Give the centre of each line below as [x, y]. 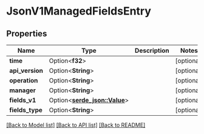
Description [152, 51]
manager [23, 90]
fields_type [26, 110]
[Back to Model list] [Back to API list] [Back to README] [76, 125]
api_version [26, 71]
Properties [27, 34]
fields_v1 [23, 100]
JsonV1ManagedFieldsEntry [79, 11]
